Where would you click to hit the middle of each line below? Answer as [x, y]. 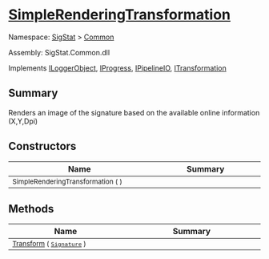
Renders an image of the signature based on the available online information [134, 112]
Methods [31, 209]
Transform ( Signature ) [49, 244]
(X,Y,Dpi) [23, 121]
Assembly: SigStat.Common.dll [59, 52]
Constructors [42, 146]
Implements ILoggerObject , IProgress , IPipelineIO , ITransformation [117, 68]
